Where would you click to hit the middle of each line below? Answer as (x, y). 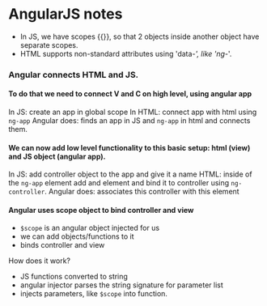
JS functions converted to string (74, 277)
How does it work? (40, 261)
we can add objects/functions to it (77, 236)
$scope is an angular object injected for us (90, 228)
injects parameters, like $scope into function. (94, 294)
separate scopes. (49, 45)
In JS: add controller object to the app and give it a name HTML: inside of (130, 174)
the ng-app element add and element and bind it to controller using (119, 183)
